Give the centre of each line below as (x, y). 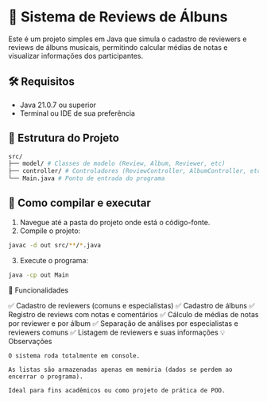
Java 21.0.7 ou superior (58, 105)
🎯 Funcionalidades (39, 290)
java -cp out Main (39, 275)
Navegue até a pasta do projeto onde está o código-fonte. (115, 222)
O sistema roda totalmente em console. (74, 356)
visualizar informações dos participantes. (76, 56)
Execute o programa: (54, 260)
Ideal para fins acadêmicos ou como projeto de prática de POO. (117, 390)
